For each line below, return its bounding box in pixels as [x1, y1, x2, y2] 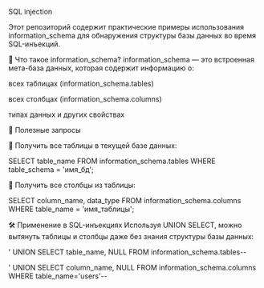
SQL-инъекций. [8, 39, 61, 49]
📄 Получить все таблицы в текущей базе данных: [8, 141, 177, 150]
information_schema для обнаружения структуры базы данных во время [8, 31, 257, 40]
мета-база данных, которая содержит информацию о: [8, 63, 194, 73]
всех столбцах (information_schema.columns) [8, 94, 162, 103]
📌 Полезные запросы [8, 126, 81, 134]
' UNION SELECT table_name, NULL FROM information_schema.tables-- [8, 247, 247, 257]
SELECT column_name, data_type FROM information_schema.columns [8, 196, 242, 205]
